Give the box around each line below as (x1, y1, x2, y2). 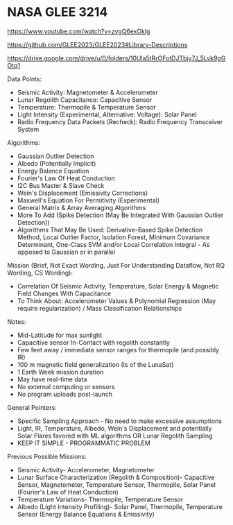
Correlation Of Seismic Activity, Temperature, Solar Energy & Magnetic (17, 282, 220, 290)
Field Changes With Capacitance (17, 289, 112, 298)
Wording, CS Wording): (7, 268, 73, 277)
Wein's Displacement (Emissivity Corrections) (17, 189, 148, 197)
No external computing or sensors (17, 382, 116, 390)
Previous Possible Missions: (7, 452, 87, 461)
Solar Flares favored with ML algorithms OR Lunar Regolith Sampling (17, 431, 213, 440)
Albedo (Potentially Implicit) (17, 159, 96, 167)
